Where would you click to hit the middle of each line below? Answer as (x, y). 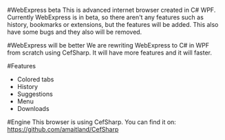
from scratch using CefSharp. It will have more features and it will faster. (109, 52)
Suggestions (35, 94)
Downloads (33, 109)
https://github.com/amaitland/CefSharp (63, 129)
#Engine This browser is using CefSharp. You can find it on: (92, 122)
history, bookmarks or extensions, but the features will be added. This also (113, 24)
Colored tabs (35, 79)
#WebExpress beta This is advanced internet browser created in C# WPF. (111, 10)
